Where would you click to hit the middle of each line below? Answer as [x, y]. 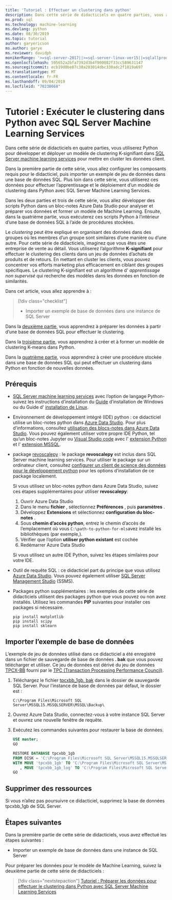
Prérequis [21, 384]
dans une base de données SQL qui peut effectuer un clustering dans [79, 363]
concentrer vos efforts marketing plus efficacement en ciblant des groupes [84, 265]
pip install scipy [32, 622]
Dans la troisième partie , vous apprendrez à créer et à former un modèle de [85, 342]
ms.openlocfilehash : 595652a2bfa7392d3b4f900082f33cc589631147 [74, 63]
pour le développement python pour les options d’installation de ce [83, 471]
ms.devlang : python [26, 29]
